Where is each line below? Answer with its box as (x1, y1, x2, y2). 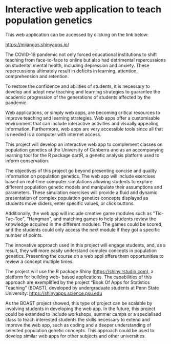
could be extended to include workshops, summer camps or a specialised (5, 311, 161, 317)
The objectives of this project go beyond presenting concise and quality (5, 167, 157, 174)
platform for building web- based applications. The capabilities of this (5, 274, 152, 280)
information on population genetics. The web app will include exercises (5, 173, 156, 179)
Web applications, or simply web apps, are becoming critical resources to (5, 109, 160, 116)
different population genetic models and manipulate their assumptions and (5, 184, 162, 190)
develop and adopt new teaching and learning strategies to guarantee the (5, 88, 160, 94)
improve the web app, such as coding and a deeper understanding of (5, 322, 152, 328)
